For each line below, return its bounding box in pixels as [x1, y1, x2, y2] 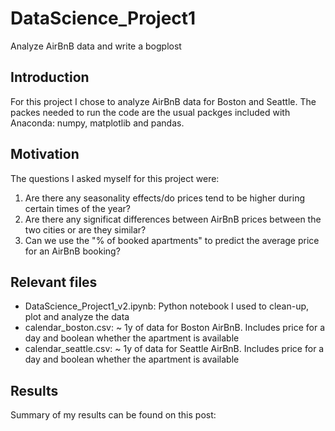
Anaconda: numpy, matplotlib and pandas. [10, 117, 185, 129]
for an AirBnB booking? [24, 245, 121, 257]
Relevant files [10, 273, 98, 291]
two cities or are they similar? [24, 223, 147, 236]
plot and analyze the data [24, 311, 130, 323]
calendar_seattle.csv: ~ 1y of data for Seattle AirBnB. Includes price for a [24, 343, 325, 355]
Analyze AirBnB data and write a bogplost [10, 40, 182, 52]
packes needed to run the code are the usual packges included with [10, 106, 291, 118]
